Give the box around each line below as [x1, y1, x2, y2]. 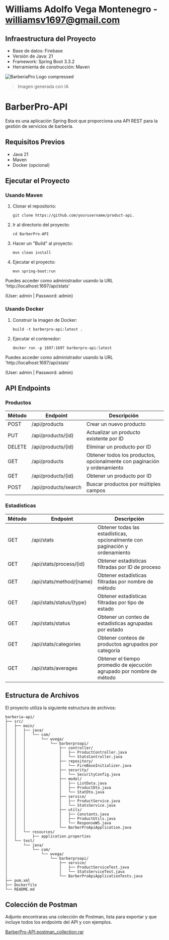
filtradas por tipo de [97, 599, 144, 606]
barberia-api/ [5, 714, 35, 719]
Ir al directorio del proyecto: [12, 222, 70, 228]
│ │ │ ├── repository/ [5, 759, 94, 764]
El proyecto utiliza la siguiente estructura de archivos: [5, 705, 117, 711]
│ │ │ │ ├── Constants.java [5, 812, 109, 817]
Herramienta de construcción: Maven [12, 64, 90, 70]
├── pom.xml [5, 878, 30, 883]
